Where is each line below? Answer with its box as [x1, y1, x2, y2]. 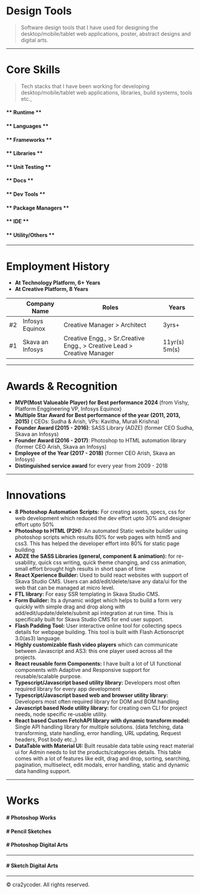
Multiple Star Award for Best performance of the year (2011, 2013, [14, 412, 180, 419]
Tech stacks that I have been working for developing [20, 82, 150, 90]
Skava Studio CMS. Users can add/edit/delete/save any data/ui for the [14, 578, 187, 585]
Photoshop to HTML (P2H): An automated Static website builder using [14, 527, 188, 534]
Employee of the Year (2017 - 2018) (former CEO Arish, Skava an [14, 449, 176, 457]
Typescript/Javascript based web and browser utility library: [14, 692, 168, 699]
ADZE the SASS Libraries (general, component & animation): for [14, 552, 176, 560]
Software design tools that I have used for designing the [20, 24, 159, 31]
